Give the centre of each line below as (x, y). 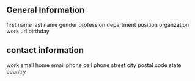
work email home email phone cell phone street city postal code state (94, 65)
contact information (45, 50)
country (16, 71)
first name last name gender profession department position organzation (98, 24)
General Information (46, 10)
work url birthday (28, 31)
